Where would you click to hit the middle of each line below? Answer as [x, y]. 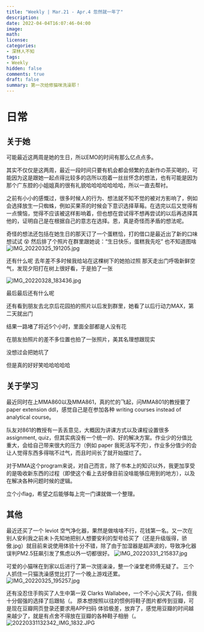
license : [17, 40]
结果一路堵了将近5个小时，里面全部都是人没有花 [66, 326]
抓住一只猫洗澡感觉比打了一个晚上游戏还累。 [67, 574]
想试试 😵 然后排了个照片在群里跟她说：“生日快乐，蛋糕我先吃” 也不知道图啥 [101, 241]
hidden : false [24, 68]
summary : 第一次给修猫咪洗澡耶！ [43, 86]
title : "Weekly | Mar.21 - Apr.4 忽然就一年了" [65, 12]
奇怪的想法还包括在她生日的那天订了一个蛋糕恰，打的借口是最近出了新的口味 [102, 234]
